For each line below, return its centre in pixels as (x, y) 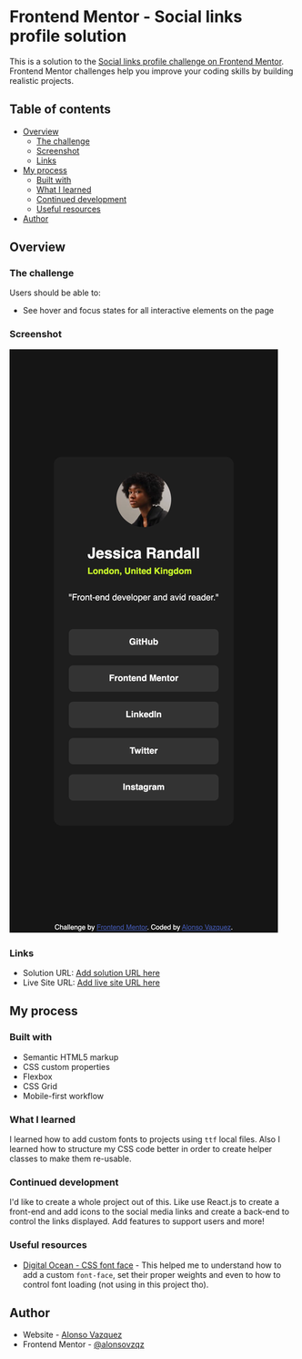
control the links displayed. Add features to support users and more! (137, 1221)
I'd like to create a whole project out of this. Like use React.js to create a (145, 1202)
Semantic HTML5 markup (70, 1057)
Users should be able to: (55, 293)
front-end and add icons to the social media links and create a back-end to (149, 1212)
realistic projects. (42, 80)
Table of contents (60, 110)
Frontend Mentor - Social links (126, 17)
